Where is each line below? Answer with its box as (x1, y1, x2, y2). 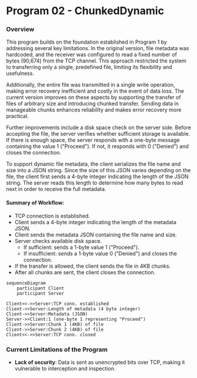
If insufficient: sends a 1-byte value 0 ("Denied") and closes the (23, 249, 178, 257)
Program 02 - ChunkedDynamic (6, 4, 165, 18)
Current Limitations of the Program (6, 345, 108, 353)
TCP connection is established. (14, 212, 90, 219)
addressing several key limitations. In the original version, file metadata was (6, 45, 189, 52)
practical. (6, 113, 29, 120)
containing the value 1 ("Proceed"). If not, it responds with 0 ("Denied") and (6, 143, 189, 150)
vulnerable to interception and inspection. (14, 364, 116, 372)
